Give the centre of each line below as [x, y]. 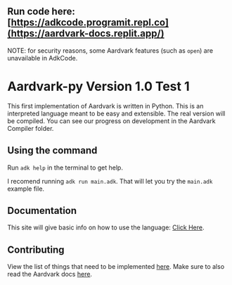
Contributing [36, 249]
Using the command [52, 151]
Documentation [42, 210]
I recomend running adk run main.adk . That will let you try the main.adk [110, 181]
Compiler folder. [31, 128]
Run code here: [41, 12]
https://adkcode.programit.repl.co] [90, 23]
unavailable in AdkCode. [43, 58]
